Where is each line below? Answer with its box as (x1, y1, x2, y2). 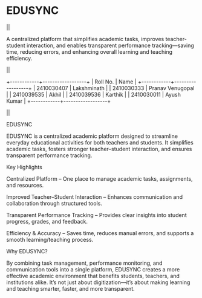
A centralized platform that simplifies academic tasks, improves (6, 35, 165, 42)
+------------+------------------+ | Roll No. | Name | (6, 78, 137, 85)
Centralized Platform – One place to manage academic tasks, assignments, (6, 175, 193, 182)
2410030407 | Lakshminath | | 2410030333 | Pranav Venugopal (36, 84, 195, 91)
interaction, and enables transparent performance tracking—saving (26, 42, 195, 49)
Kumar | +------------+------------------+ (6, 97, 111, 105)
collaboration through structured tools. (6, 199, 103, 207)
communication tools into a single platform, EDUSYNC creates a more (6, 265, 180, 273)
